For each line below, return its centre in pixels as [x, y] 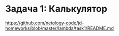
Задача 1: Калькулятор [56, 9]
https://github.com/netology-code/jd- [44, 23]
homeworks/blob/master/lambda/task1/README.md [59, 28]
